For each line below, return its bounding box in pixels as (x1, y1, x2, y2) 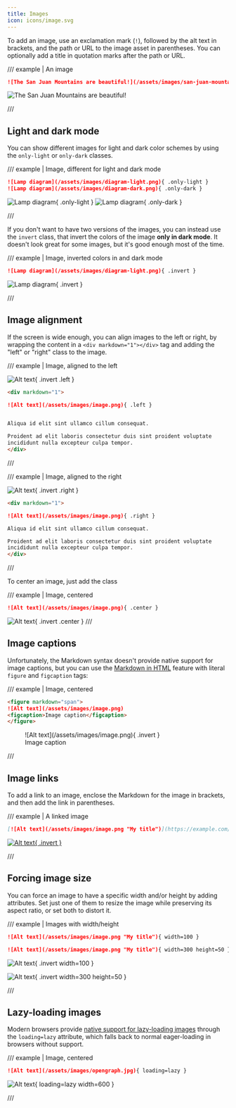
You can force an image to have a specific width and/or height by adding (7, 891, 218, 900)
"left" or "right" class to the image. (7, 348, 107, 356)
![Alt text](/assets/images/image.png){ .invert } (25, 731, 160, 739)
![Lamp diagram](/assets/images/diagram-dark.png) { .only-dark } (7, 185, 202, 192)
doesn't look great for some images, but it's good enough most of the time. (7, 240, 225, 248)
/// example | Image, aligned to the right (7, 472, 122, 481)
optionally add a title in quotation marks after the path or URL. (7, 51, 186, 60)
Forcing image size (7, 872, 92, 884)
